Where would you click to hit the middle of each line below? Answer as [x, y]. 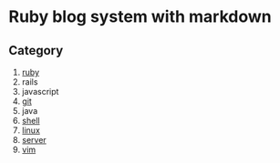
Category [36, 51]
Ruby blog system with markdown [140, 17]
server [34, 140]
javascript [40, 92]
